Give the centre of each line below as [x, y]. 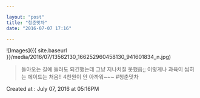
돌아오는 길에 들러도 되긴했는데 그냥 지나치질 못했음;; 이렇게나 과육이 [102, 69]
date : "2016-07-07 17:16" [39, 28]
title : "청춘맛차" [27, 23]
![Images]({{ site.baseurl [37, 51]
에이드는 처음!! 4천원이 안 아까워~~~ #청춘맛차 [83, 77]
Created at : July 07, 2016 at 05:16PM [53, 89]
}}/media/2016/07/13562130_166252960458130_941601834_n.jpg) [89, 57]
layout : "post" [25, 17]
